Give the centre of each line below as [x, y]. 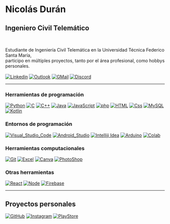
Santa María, [18, 55]
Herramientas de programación [45, 95]
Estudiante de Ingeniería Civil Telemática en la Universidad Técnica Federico [85, 50]
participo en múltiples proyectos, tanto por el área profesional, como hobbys [85, 61]
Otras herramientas [30, 172]
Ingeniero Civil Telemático [47, 28]
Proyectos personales [40, 204]
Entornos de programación [39, 124]
